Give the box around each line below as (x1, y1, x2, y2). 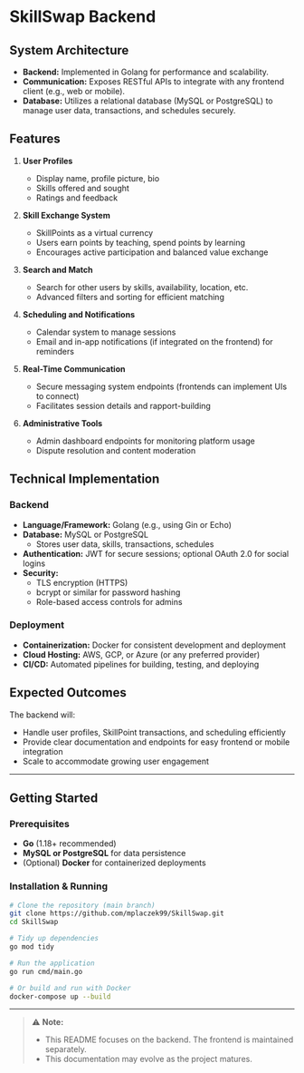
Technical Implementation (9, 472, 160, 487)
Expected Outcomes (9, 685, 127, 700)
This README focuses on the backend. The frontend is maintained (44, 1034, 294, 1045)
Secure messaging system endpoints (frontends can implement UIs (35, 381, 288, 392)
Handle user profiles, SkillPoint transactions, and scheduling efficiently (22, 727, 287, 737)
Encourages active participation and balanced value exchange (35, 247, 269, 258)
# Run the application (9, 959, 95, 968)
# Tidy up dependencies (9, 934, 100, 943)
